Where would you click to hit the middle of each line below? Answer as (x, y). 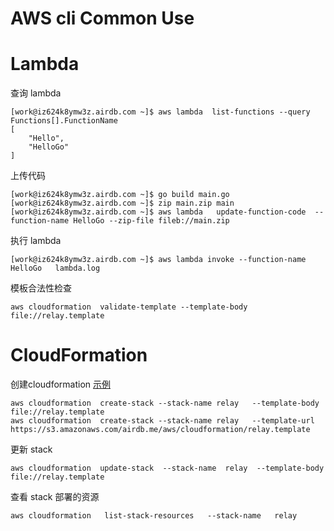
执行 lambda (36, 241)
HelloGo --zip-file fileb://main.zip (151, 221)
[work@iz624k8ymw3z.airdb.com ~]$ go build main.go (120, 195)
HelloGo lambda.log (55, 268)
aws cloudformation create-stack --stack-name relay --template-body (165, 403)
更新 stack (31, 449)
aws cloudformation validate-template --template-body (129, 307)
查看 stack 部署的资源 (55, 497)
